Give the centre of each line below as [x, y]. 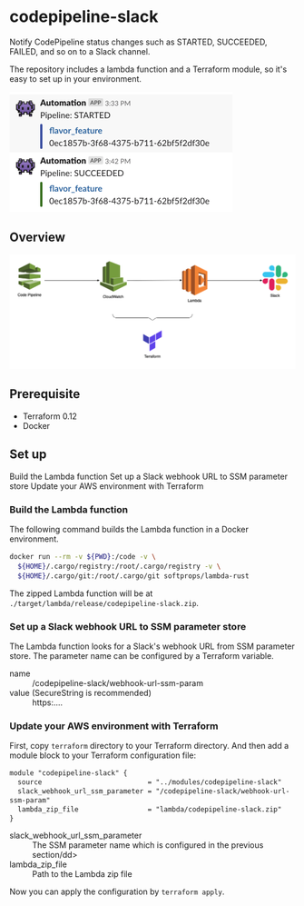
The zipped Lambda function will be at [81, 593]
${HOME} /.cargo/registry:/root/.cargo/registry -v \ [119, 566]
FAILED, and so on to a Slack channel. [80, 51]
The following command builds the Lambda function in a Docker [129, 529]
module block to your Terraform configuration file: [103, 755]
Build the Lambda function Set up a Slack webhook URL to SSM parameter [149, 476]
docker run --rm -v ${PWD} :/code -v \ [83, 556]
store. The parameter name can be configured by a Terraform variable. [142, 655]
